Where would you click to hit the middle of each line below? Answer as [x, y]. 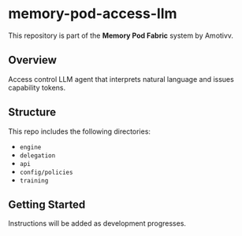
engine [30, 147]
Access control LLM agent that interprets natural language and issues [121, 79]
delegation [37, 155]
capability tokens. [37, 87]
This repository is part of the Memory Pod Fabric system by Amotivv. [121, 35]
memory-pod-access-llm [93, 14]
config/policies [46, 172]
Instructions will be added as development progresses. [97, 223]
